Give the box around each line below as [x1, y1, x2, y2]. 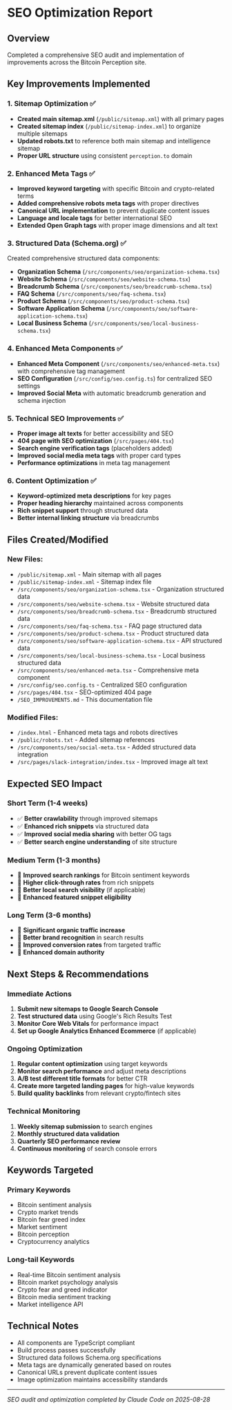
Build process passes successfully [17, 1346, 116, 1354]
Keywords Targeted [7, 1164, 94, 1176]
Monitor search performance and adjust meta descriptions [17, 1067, 186, 1076]
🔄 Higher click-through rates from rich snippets [17, 878, 155, 887]
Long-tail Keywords [7, 1255, 75, 1265]
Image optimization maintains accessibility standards [17, 1375, 168, 1384]
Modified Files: [7, 712, 59, 722]
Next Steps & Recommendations [7, 968, 149, 980]
